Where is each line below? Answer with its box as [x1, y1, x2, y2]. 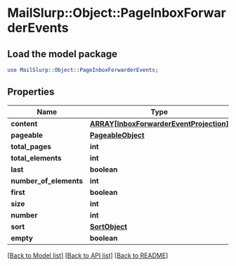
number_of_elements [11, 176, 84, 186]
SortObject [90, 222, 128, 232]
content [11, 118, 38, 128]
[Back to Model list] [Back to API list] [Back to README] [7, 251, 169, 260]
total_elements [11, 153, 62, 163]
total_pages [11, 141, 51, 151]
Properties [7, 86, 55, 98]
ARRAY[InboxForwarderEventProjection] [90, 118, 229, 128]
